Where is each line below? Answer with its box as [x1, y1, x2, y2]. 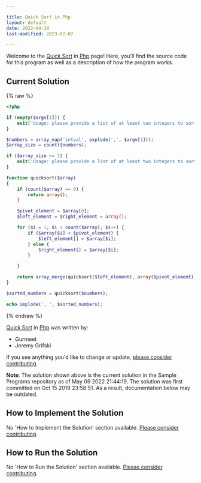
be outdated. [6, 391, 38, 398]
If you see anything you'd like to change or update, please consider [6, 353, 172, 361]
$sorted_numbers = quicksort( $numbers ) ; [6, 290, 109, 296]
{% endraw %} [6, 312, 43, 319]
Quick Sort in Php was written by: [6, 323, 89, 331]
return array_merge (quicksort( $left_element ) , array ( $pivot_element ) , [17, 274, 197, 280]
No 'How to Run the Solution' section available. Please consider [6, 463, 163, 471]
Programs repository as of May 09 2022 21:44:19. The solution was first [6, 377, 183, 385]
